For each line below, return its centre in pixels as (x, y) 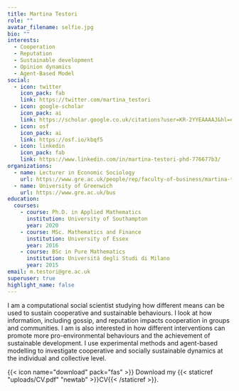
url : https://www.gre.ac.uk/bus (68, 193)
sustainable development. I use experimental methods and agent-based (113, 343)
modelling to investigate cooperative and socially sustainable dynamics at (115, 350)
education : (23, 199)
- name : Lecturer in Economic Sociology (74, 172)
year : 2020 (42, 225)
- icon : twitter (38, 87)
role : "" (20, 21)
